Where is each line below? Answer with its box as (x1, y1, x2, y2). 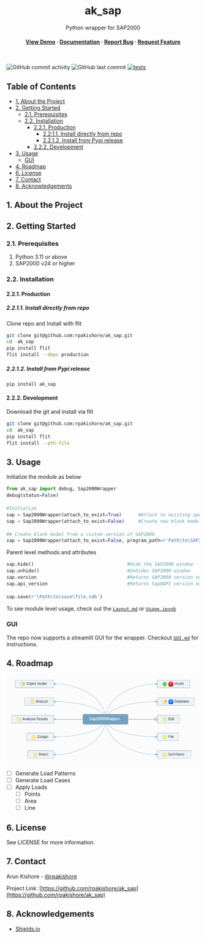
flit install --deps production (6, 352, 89, 358)
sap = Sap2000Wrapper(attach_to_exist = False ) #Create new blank (6, 518, 185, 524)
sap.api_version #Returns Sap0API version (6, 581, 193, 587)
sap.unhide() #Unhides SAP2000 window (6, 568, 191, 574)
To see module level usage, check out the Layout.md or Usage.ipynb (6, 604, 177, 612)
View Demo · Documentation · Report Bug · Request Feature (25, 38, 181, 45)
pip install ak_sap (6, 381, 56, 387)
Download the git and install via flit (6, 408, 94, 416)
